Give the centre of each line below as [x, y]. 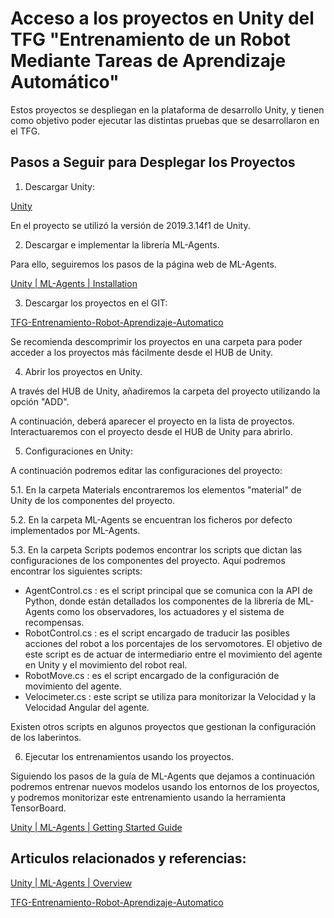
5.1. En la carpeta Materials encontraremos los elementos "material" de [156, 489]
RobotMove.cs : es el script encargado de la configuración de [152, 675]
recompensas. [54, 622]
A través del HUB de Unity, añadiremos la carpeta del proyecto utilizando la [165, 391]
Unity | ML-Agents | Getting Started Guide [96, 827]
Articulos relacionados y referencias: [128, 858]
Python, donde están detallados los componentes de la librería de [160, 601]
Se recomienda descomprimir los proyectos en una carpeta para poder [156, 341]
